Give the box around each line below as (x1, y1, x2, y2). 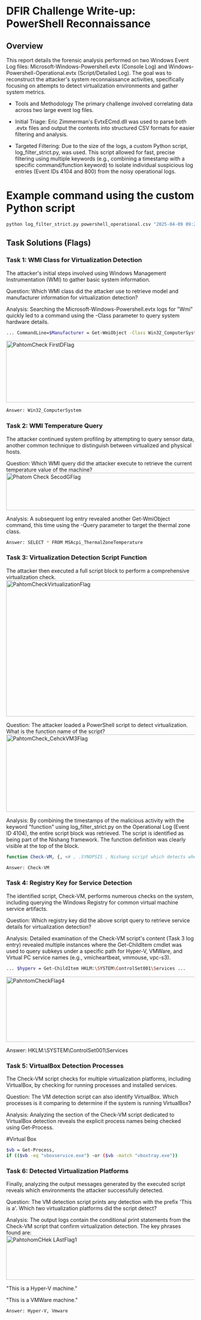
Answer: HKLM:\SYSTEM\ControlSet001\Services (6, 1046, 129, 1053)
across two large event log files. (14, 107, 94, 113)
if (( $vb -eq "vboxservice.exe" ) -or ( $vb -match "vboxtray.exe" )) (6, 1152, 178, 1158)
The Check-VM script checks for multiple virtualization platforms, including (6, 1075, 191, 1082)
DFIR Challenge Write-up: (6, 4, 136, 18)
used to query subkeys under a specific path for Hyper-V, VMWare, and (6, 947, 183, 955)
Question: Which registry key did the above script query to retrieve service (6, 916, 190, 924)
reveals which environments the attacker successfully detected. (6, 1186, 164, 1194)
